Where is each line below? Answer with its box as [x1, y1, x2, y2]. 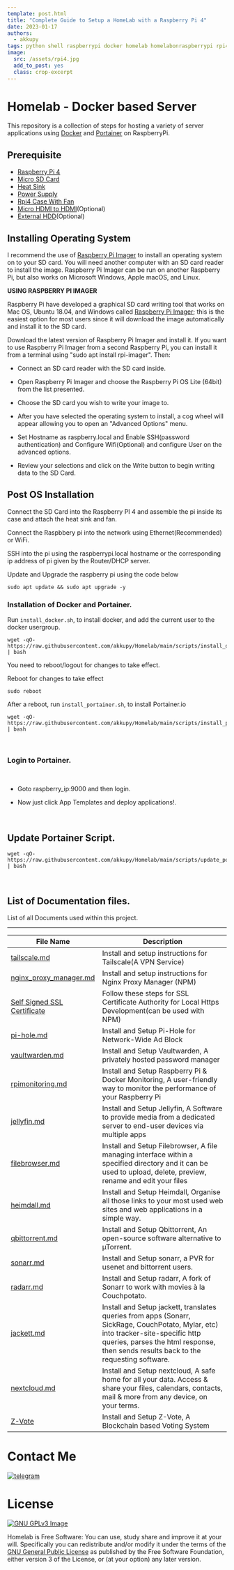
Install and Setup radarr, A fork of [102, 1274, 211, 1283]
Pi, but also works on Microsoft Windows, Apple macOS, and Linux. [7, 273, 201, 282]
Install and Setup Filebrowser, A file [102, 1141, 218, 1151]
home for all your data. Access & [102, 1375, 208, 1385]
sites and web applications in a [102, 1205, 203, 1214]
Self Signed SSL [10, 998, 64, 1007]
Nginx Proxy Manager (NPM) [102, 977, 196, 987]
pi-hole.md [10, 1030, 48, 1040]
